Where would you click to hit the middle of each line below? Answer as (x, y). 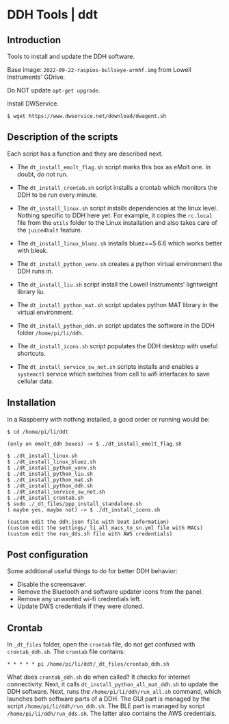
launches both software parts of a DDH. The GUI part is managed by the (109, 699)
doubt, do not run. (42, 174)
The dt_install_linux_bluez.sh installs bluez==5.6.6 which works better (120, 243)
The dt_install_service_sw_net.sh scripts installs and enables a (108, 366)
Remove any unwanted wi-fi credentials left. (79, 599)
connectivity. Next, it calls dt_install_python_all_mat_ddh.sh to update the (113, 684)
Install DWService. (33, 104)
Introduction (34, 40)
